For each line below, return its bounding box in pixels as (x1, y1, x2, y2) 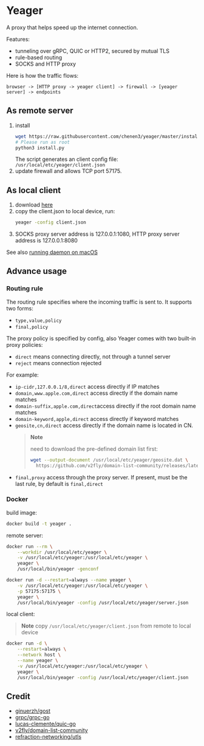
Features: (6, 35, 30, 43)
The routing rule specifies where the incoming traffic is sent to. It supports (6, 298, 192, 306)
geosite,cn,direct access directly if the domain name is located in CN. (15, 422, 193, 429)
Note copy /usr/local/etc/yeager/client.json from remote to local (21, 622, 191, 629)
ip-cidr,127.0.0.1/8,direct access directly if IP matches (15, 383, 160, 390)
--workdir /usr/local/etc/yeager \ (17, 549, 107, 555)
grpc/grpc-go (15, 714, 50, 721)
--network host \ (17, 652, 61, 658)
